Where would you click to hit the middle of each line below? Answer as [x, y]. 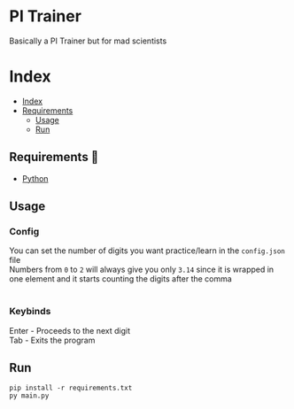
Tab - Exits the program [52, 340]
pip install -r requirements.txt [71, 388]
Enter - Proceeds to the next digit [70, 330]
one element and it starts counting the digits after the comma [120, 279]
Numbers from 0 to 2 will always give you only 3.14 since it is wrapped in [142, 270]
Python [35, 178]
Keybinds [30, 312]
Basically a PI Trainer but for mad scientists [88, 41]
